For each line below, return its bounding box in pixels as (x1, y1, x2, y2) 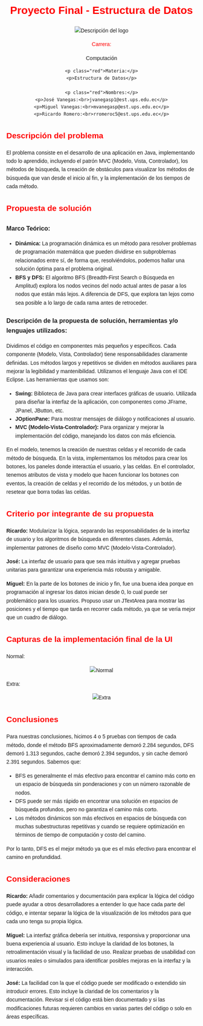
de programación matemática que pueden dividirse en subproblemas (14, 249, 176, 255)
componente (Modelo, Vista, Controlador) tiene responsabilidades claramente (6, 351, 188, 358)
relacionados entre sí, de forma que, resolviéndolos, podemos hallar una (14, 256, 185, 264)
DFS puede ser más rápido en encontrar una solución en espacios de (14, 797, 178, 805)
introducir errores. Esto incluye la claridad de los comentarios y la (6, 988, 159, 995)
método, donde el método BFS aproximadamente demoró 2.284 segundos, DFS (6, 742, 195, 748)
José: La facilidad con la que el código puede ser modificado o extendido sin (6, 979, 186, 986)
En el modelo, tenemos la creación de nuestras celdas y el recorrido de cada (6, 446, 186, 453)
